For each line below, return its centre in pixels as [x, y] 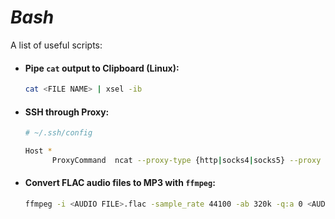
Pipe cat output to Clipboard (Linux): [102, 68]
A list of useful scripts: [56, 45]
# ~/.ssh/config [58, 133]
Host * [38, 151]
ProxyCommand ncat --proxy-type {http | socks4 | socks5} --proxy [186, 160]
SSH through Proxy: [67, 112]
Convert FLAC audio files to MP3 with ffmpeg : [120, 183]
